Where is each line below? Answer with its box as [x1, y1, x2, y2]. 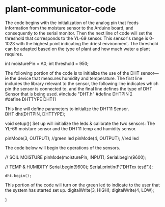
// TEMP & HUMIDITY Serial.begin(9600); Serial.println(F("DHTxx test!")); [5, 164, 153, 170]
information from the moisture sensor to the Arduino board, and [5, 25, 134, 30]
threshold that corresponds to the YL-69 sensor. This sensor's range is [5, 35, 148, 41]
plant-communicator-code [5, 3, 116, 15]
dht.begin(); [5, 173, 32, 178]
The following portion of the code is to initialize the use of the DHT [5, 70, 140, 76]
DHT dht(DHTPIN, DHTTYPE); [5, 111, 65, 117]
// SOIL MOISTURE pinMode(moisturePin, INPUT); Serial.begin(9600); [5, 154, 146, 160]
